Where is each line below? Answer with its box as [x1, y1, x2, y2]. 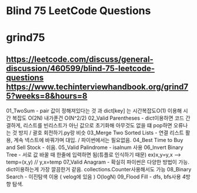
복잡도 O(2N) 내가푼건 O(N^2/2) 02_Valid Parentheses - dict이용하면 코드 [12, 114, 184, 121]
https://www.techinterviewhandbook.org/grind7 [6, 82, 189, 92]
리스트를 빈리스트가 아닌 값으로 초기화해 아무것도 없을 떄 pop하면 [23, 122, 172, 129]
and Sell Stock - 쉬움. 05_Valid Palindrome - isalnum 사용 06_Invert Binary [6, 144, 183, 151]
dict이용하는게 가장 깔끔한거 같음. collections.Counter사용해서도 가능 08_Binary [6, 166, 192, 173]
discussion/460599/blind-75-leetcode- [6, 63, 155, 73]
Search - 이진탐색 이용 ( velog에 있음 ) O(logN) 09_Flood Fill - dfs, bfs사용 [6, 173, 181, 180]
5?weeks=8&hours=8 [6, 91, 88, 101]
